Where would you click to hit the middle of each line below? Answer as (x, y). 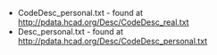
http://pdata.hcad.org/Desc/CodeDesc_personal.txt (113, 41)
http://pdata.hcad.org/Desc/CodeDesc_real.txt (103, 22)
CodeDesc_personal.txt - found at (80, 13)
